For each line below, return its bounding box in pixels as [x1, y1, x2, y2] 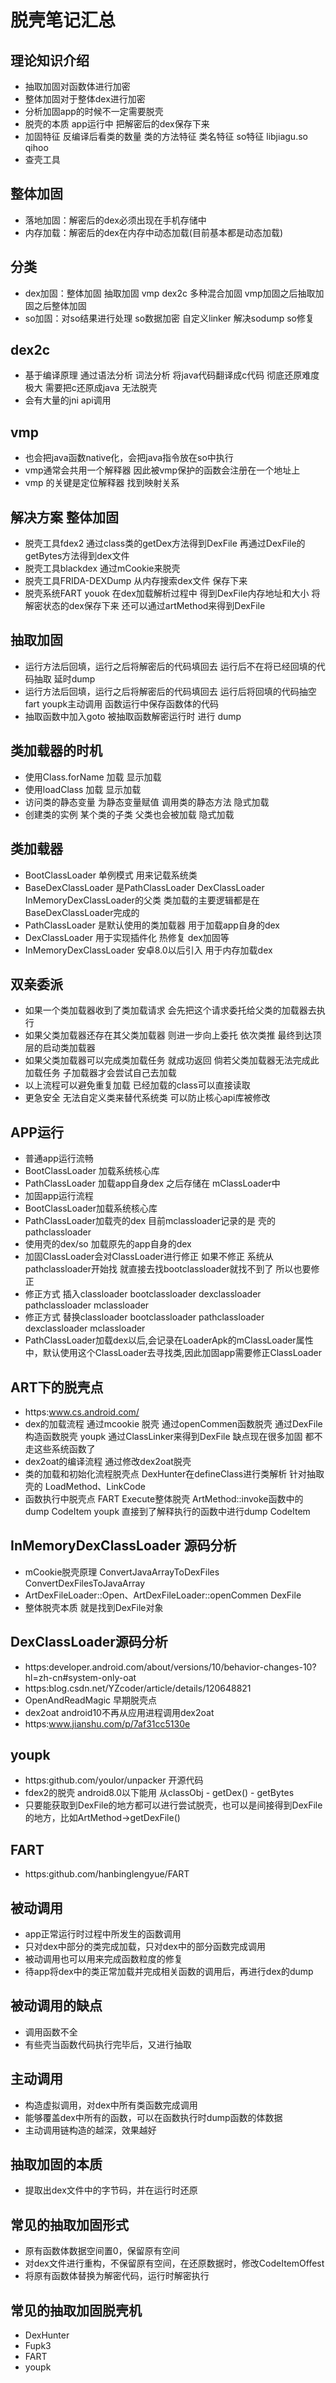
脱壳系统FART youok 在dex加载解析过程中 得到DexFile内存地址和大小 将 [24, 587, 321, 600]
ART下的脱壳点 [10, 1379, 104, 1396]
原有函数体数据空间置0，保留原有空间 [24, 2245, 180, 2257]
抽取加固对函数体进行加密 [24, 81, 131, 92]
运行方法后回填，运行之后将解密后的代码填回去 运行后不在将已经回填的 [24, 660, 317, 672]
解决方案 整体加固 [10, 509, 119, 526]
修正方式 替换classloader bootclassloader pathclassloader [24, 1311, 265, 1323]
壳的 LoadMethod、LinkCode [24, 1480, 146, 1492]
